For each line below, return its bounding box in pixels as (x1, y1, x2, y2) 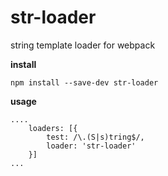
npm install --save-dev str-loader (10, 77, 159, 88)
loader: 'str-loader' (46, 141, 137, 151)
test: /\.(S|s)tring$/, (46, 132, 145, 142)
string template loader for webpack (10, 39, 156, 51)
